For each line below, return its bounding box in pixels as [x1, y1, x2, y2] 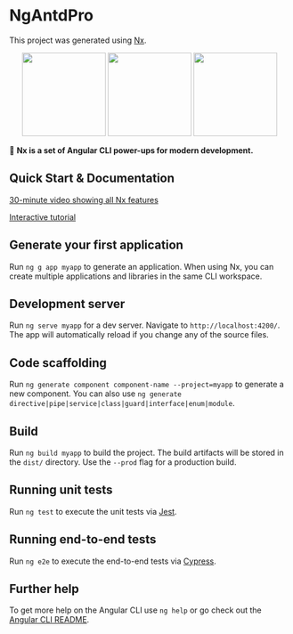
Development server [9, 296, 126, 312]
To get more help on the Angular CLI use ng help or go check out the [9, 605, 262, 615]
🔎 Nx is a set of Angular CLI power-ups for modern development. [9, 144, 254, 156]
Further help [9, 581, 80, 597]
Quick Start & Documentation [9, 171, 175, 186]
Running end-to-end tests [9, 532, 157, 548]
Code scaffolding [9, 355, 107, 370]
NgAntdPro [9, 5, 94, 26]
